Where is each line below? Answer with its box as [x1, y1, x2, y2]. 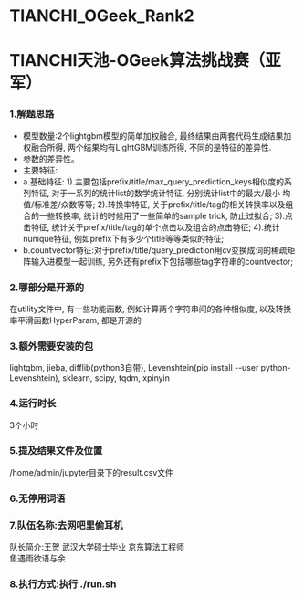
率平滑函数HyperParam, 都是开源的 [9, 314, 142, 325]
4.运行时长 [9, 397, 57, 410]
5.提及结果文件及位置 [9, 445, 103, 457]
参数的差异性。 [22, 152, 79, 164]
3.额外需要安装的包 [9, 340, 94, 352]
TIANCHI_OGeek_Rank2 [9, 5, 194, 26]
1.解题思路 [9, 108, 55, 121]
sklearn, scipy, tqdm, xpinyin [62, 372, 171, 383]
